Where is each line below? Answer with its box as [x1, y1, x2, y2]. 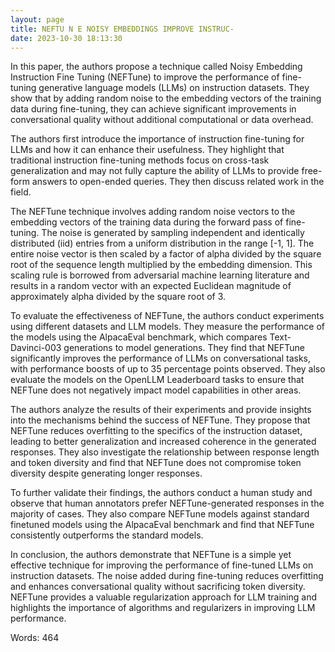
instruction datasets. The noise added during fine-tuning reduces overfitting [10, 570, 324, 582]
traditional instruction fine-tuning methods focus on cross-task [10, 154, 270, 166]
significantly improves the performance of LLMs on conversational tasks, [10, 352, 312, 365]
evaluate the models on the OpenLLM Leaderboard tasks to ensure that [10, 374, 305, 386]
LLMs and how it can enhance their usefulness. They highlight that [10, 144, 285, 156]
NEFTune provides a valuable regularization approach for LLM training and [10, 591, 317, 603]
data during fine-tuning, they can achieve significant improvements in [10, 103, 297, 115]
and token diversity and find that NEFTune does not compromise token [10, 457, 302, 469]
